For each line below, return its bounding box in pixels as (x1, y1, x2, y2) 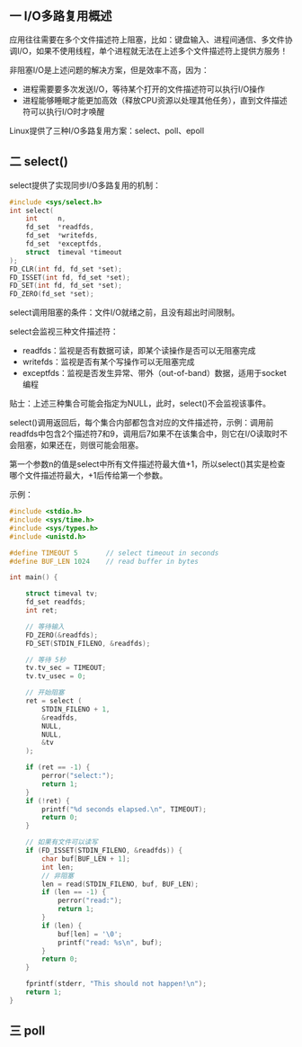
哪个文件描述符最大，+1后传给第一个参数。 (9, 470, 168, 481)
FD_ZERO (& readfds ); (25, 631, 99, 640)
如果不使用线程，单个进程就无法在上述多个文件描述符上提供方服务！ (35, 45, 289, 56)
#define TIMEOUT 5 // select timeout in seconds (9, 548, 219, 558)
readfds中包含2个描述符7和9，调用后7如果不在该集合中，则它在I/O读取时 (9, 428, 280, 439)
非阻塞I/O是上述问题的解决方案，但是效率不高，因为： (9, 64, 209, 75)
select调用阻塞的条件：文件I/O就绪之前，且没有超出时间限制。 (9, 307, 240, 318)
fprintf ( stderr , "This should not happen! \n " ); (25, 980, 207, 989)
